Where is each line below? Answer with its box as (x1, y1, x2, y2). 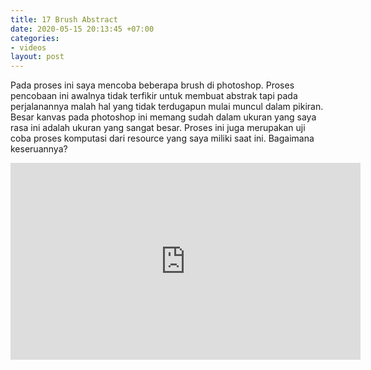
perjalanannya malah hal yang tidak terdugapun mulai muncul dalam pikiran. (10, 101, 324, 113)
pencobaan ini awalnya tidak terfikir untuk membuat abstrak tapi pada (10, 90, 298, 102)
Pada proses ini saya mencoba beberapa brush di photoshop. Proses (10, 79, 295, 91)
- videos (10, 42, 47, 53)
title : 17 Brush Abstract (10, 14, 118, 25)
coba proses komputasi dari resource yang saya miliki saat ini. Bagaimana (10, 132, 315, 145)
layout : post (10, 52, 65, 62)
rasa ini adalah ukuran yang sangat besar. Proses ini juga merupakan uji (10, 122, 306, 134)
